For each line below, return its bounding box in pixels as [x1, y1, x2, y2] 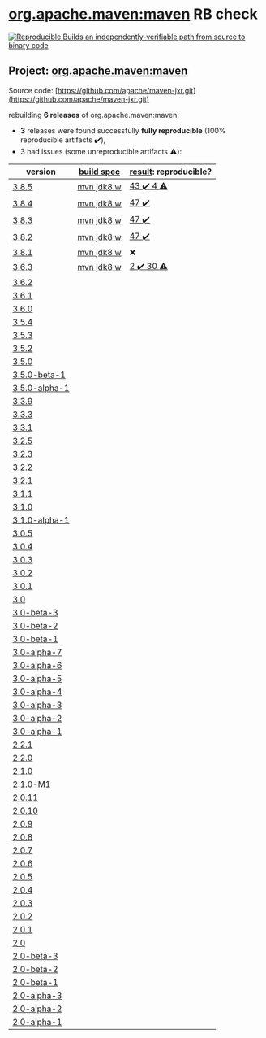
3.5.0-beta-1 [12, 369, 66, 380]
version [25, 166, 57, 177]
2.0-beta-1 [12, 976, 58, 988]
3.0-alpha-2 [12, 712, 62, 723]
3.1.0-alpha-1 [12, 514, 70, 525]
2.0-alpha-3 [12, 989, 62, 1001]
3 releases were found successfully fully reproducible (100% [19, 125, 226, 135]
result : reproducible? [129, 166, 212, 177]
